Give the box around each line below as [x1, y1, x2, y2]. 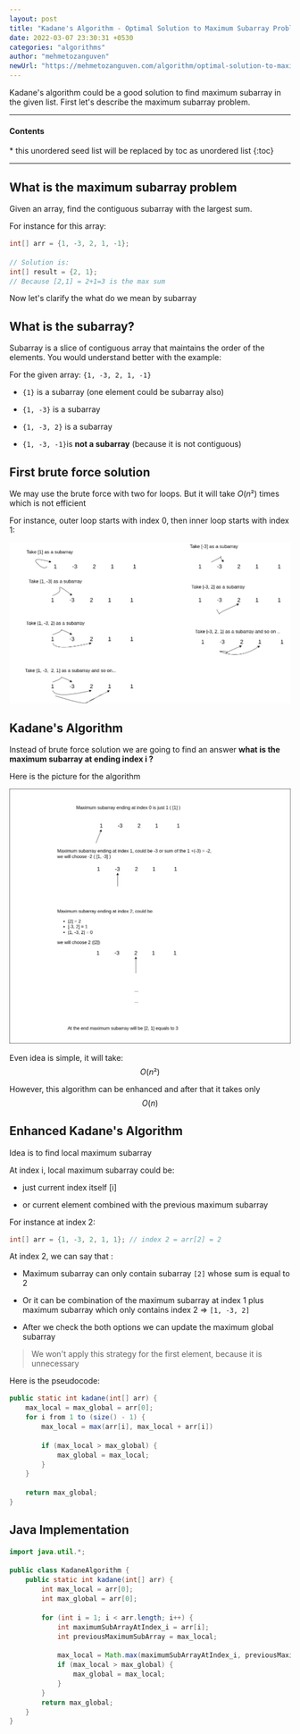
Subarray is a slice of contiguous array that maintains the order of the [9, 342, 265, 353]
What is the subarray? [9, 318, 136, 334]
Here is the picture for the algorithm [9, 771, 141, 782]
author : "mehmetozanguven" [9, 52, 110, 62]
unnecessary [30, 1359, 79, 1369]
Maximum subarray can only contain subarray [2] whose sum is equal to [21, 1268, 290, 1279]
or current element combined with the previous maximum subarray [21, 1199, 269, 1210]
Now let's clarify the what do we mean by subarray [9, 293, 197, 304]
